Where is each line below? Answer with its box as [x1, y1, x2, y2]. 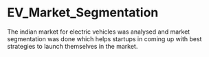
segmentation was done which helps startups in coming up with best [7, 34, 202, 43]
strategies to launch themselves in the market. [7, 42, 138, 50]
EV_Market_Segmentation [7, 5, 159, 21]
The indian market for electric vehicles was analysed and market [7, 27, 190, 36]
